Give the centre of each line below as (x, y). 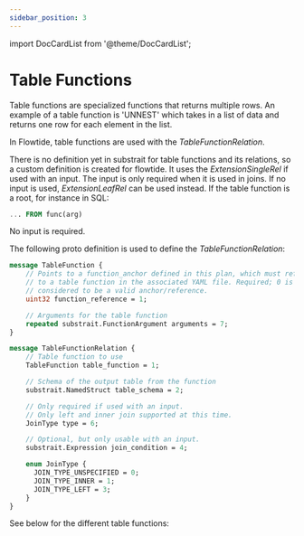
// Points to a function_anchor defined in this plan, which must (153, 274)
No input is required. (47, 231)
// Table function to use (75, 357)
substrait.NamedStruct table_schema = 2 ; (104, 390)
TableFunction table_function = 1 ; (93, 366)
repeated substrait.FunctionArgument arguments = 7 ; (127, 324)
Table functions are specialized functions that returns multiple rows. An (142, 105)
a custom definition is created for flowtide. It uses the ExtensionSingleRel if (149, 169)
